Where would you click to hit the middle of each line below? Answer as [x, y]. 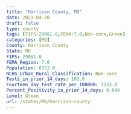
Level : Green [23, 96]
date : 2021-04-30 [28, 17]
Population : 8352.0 [31, 68]
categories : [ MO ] [28, 40]
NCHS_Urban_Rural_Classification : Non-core [62, 74]
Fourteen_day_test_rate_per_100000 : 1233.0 [62, 85]
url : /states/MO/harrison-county [48, 101]
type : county [23, 29]
